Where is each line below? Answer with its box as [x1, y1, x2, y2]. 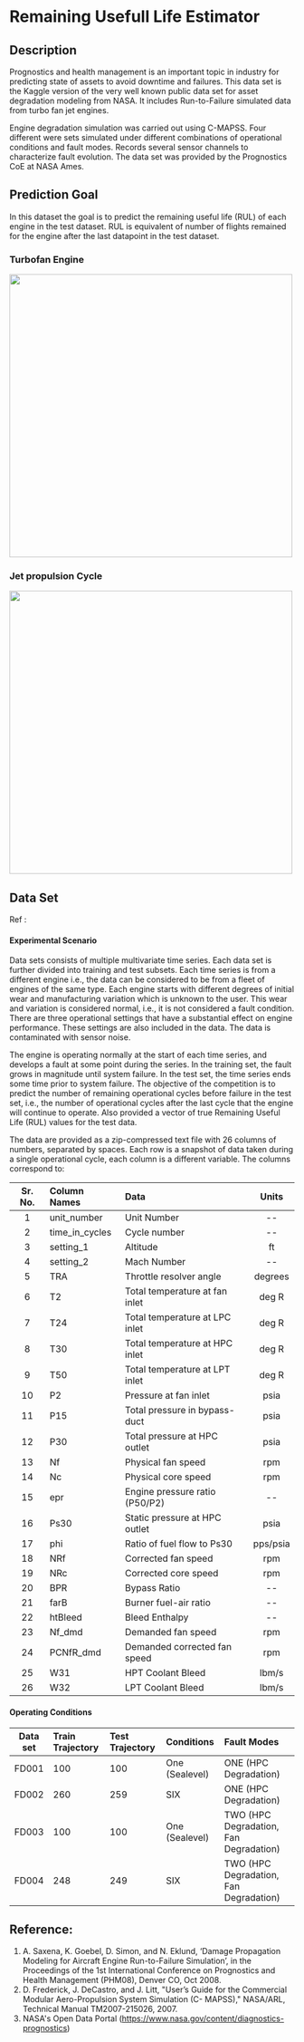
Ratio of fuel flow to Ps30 [125, 1537, 233, 1550]
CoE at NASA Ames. [9, 161, 84, 171]
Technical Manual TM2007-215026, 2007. [22, 2004, 178, 2015]
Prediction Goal [9, 188, 99, 203]
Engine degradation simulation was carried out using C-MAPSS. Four [9, 122, 267, 133]
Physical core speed [125, 1470, 212, 1483]
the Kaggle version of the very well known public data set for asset [9, 86, 259, 96]
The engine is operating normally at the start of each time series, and [9, 1049, 267, 1061]
